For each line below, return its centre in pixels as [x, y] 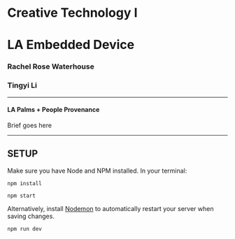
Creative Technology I [72, 13]
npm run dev [24, 229]
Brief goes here [30, 125]
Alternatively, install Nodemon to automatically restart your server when [111, 208]
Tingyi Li [22, 85]
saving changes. [31, 216]
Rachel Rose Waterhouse [51, 66]
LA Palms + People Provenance [54, 110]
